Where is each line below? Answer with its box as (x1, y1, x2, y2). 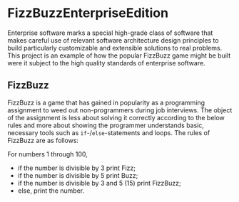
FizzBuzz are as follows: (7, 136, 79, 144)
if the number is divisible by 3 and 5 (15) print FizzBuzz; (17, 179, 181, 187)
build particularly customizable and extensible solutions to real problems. (7, 43, 223, 52)
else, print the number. (17, 186, 84, 195)
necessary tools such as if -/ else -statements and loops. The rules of (7, 128, 210, 137)
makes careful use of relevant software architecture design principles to (7, 36, 219, 44)
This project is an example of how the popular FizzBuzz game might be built (7, 51, 231, 60)
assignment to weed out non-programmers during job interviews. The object (7, 105, 233, 115)
